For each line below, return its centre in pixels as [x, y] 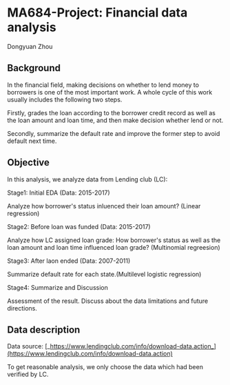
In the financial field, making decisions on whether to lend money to [103, 85]
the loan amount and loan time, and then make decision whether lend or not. [115, 120]
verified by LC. [28, 375]
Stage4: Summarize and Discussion [57, 287]
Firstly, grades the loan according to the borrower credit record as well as [111, 112]
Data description [44, 329]
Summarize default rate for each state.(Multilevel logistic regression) [104, 274]
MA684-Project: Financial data [97, 13]
